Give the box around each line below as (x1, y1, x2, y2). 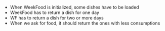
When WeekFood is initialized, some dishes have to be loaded (10, 4, 139, 10)
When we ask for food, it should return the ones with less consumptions (10, 20, 160, 26)
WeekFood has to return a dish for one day (10, 9, 100, 15)
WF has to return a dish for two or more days (10, 15, 104, 20)
